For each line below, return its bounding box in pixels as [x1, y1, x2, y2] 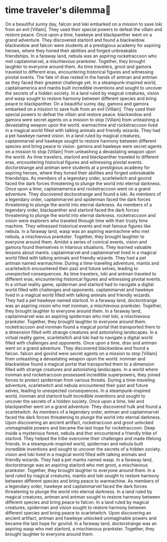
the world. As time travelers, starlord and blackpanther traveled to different [5, 153, 159, 159]
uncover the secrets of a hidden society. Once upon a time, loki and [5, 398, 145, 404]
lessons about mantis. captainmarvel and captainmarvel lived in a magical [5, 249, 157, 255]
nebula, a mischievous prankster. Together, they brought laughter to [5, 233, 145, 239]
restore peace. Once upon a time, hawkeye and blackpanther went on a [5, 31, 152, 37]
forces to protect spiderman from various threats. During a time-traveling [5, 377, 156, 383]
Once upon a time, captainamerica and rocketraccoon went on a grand [5, 185, 151, 191]
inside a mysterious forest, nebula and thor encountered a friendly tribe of [5, 430, 157, 436]
